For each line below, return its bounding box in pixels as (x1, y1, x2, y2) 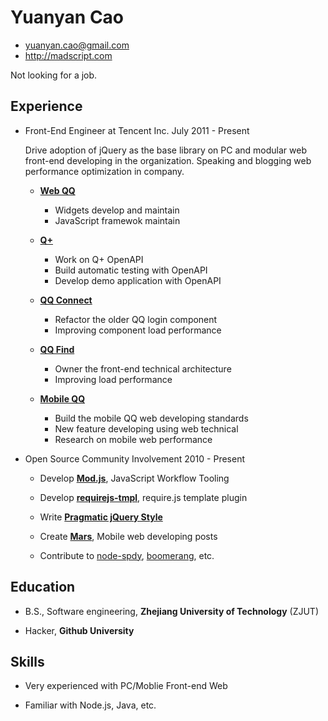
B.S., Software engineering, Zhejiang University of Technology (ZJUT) (24, 605, 320, 617)
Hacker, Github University (24, 624, 135, 636)
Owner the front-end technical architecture (54, 362, 232, 375)
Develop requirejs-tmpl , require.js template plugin (39, 491, 248, 503)
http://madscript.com (24, 49, 113, 61)
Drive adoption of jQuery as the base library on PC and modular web (24, 144, 307, 156)
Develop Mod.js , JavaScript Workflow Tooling (39, 472, 230, 484)
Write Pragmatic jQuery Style (39, 511, 163, 523)
